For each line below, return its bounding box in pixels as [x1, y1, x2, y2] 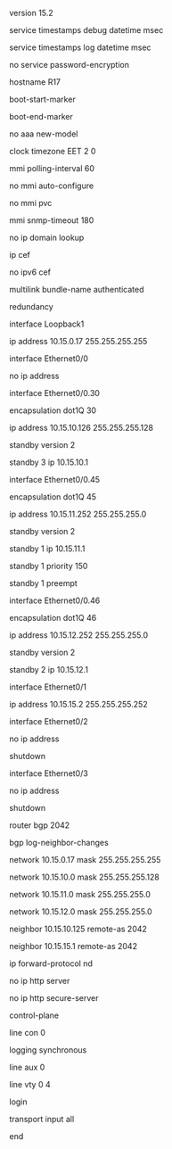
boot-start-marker [9, 94, 76, 104]
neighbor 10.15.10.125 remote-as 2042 [9, 923, 147, 934]
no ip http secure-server [9, 993, 99, 1003]
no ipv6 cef [9, 267, 52, 277]
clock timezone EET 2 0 [9, 146, 96, 156]
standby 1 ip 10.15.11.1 [9, 543, 86, 554]
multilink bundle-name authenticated [9, 285, 144, 294]
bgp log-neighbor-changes [9, 838, 109, 847]
